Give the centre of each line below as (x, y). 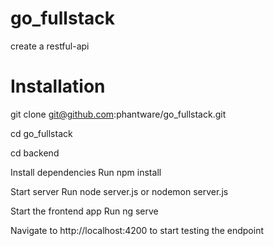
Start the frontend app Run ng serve (84, 211)
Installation (58, 86)
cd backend (35, 153)
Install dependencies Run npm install (86, 172)
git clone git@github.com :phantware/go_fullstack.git (118, 114)
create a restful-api (50, 46)
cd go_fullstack (41, 133)
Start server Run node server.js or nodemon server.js (119, 191)
